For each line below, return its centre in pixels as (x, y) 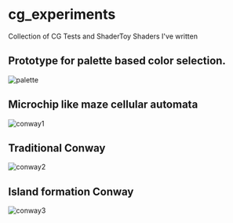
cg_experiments (62, 15)
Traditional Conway (57, 148)
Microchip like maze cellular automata (103, 105)
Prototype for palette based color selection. (117, 61)
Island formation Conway (71, 191)
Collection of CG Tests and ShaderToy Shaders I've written (103, 36)
